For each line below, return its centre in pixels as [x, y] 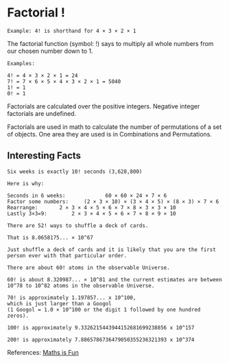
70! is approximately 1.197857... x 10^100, [72, 297]
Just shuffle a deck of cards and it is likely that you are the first [111, 249]
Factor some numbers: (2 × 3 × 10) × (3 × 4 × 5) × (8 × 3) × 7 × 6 [113, 201]
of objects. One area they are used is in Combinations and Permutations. [110, 134]
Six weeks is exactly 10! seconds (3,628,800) [75, 172]
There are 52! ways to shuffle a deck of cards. [78, 225]
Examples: [21, 63]
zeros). [18, 316]
